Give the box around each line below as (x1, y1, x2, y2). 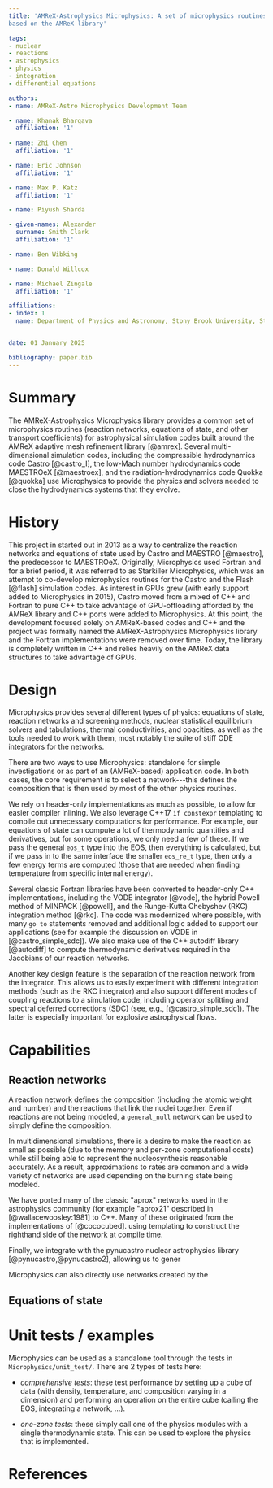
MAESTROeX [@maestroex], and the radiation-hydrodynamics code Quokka (8, 467, 264, 476)
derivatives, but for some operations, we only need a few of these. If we (8, 834, 249, 844)
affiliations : (8, 302, 57, 310)
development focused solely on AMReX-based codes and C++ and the (8, 617, 245, 627)
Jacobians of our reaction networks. (8, 953, 130, 964)
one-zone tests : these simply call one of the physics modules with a (19, 1419, 248, 1429)
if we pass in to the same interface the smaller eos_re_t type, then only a (8, 851, 253, 861)
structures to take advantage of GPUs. (8, 652, 137, 662)
